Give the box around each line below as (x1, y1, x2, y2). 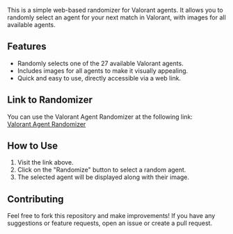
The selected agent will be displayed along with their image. (17, 173, 190, 181)
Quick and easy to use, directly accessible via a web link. (17, 74, 182, 82)
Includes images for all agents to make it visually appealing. (17, 66, 188, 75)
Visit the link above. (17, 158, 74, 167)
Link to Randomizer (7, 94, 93, 106)
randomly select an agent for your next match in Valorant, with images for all (7, 13, 226, 22)
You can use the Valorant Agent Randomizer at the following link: (7, 112, 193, 121)
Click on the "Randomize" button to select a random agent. (17, 166, 186, 174)
